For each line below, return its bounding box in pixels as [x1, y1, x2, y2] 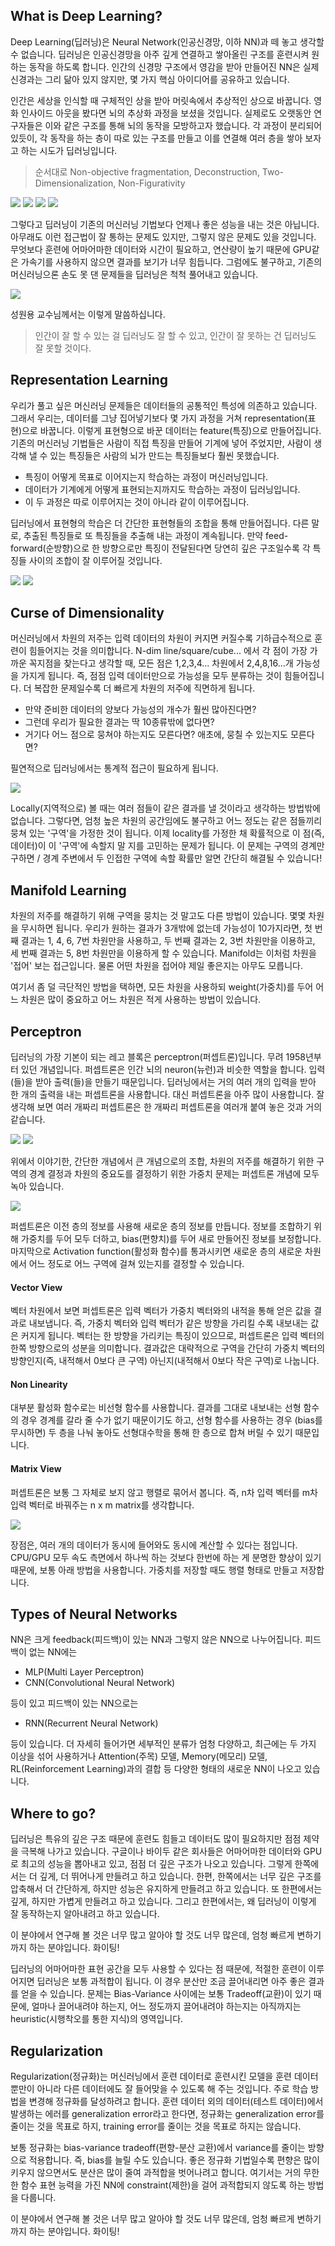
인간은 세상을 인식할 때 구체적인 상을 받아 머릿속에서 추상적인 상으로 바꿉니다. [10, 94, 312, 106]
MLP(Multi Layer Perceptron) [24, 1666, 145, 1678]
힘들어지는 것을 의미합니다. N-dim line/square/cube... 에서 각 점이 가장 [28, 645, 308, 657]
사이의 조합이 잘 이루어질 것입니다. [28, 554, 163, 566]
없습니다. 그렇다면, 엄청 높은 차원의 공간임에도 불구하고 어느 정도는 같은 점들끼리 [10, 815, 323, 827]
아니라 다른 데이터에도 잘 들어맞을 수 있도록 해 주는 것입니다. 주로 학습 [36, 2083, 309, 2095]
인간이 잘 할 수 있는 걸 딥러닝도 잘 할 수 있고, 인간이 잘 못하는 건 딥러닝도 [34, 329, 317, 341]
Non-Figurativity [118, 177, 186, 189]
